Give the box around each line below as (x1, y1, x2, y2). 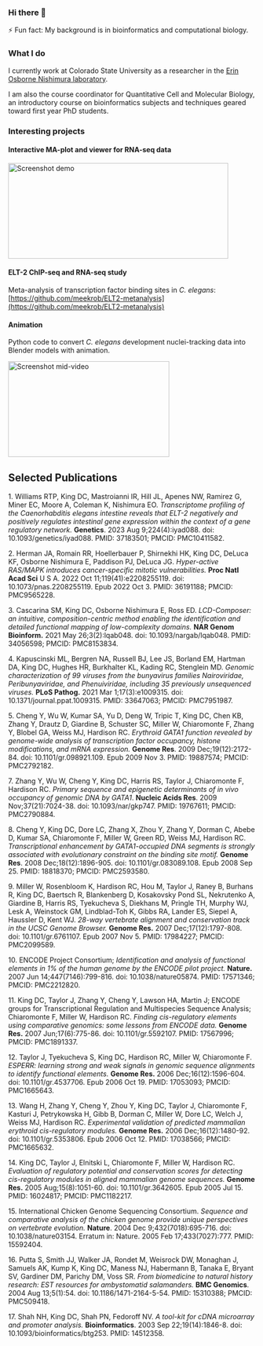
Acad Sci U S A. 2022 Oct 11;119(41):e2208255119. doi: (8, 573, 184, 583)
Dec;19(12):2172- (197, 744, 252, 753)
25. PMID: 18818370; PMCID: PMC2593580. (8, 866, 150, 876)
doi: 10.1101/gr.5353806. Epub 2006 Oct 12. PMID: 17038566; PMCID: (8, 1134, 232, 1144)
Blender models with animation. (8, 345, 110, 356)
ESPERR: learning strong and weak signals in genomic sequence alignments (8, 1060, 255, 1070)
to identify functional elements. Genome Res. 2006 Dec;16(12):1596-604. (8, 1069, 246, 1078)
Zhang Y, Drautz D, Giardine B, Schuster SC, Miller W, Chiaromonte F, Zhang (8, 719, 254, 728)
